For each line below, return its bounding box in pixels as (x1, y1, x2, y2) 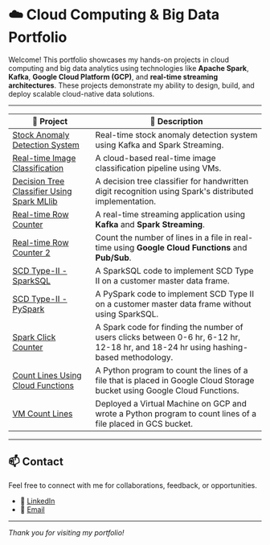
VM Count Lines (12, 407, 73, 419)
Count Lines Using (12, 370, 82, 381)
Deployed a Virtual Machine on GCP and (95, 398, 247, 409)
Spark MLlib (12, 196, 58, 207)
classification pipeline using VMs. (95, 162, 222, 173)
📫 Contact (8, 455, 64, 469)
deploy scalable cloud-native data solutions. (8, 89, 155, 98)
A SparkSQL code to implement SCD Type (95, 265, 255, 276)
